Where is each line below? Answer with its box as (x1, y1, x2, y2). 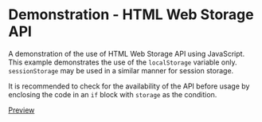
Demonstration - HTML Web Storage (8, 6, 254, 24)
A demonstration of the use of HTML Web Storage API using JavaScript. (8, 49, 245, 58)
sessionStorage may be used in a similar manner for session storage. (8, 65, 234, 75)
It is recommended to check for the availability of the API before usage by (8, 81, 250, 91)
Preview (8, 105, 35, 115)
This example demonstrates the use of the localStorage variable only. (8, 57, 237, 67)
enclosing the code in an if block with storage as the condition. (8, 89, 217, 99)
